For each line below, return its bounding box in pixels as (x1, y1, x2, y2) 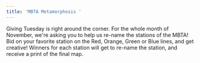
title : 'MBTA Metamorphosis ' (6, 8, 82, 15)
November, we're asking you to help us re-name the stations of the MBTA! (6, 31, 189, 39)
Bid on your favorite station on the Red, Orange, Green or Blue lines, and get (6, 37, 194, 45)
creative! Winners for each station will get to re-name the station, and (6, 44, 178, 51)
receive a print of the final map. (6, 50, 84, 57)
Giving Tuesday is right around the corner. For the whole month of (6, 25, 169, 32)
